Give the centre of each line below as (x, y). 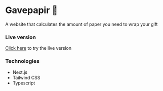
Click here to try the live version (38, 48)
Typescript (24, 83)
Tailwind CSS (26, 77)
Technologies (22, 61)
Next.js (20, 72)
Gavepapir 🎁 (32, 10)
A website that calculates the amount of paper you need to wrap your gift (81, 24)
